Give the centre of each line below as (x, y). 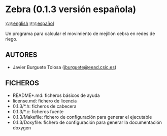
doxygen (22, 127)
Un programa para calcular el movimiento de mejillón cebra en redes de (80, 33)
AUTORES (21, 55)
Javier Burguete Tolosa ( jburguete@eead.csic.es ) (64, 67)
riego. (11, 39)
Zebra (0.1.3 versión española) (71, 9)
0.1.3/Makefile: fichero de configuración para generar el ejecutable (82, 117)
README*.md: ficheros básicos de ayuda (56, 95)
